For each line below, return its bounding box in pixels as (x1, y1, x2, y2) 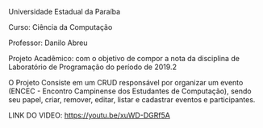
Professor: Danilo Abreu (8, 38, 88, 47)
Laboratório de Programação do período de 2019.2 (8, 62, 177, 72)
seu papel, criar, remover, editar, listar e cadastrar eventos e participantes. (8, 95, 256, 104)
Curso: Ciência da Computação (8, 23, 113, 31)
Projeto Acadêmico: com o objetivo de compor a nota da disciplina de (8, 54, 240, 63)
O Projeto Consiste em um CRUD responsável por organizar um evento (8, 78, 244, 87)
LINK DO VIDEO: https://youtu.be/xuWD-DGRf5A (8, 110, 171, 120)
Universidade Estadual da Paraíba (8, 7, 121, 16)
